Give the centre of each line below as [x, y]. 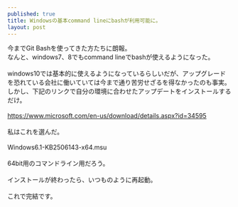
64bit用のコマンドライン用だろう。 [58, 164]
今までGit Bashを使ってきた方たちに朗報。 [69, 48]
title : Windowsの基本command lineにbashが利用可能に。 [84, 21]
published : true [31, 14]
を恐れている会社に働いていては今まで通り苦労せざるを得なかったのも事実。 [119, 83]
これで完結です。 [32, 196]
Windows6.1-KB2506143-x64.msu [57, 147]
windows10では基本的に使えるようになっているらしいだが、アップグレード [117, 74]
